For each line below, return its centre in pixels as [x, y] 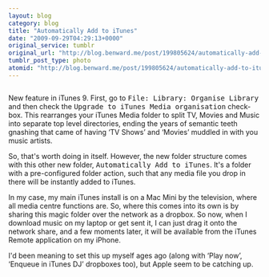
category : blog [34, 23]
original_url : [32, 53]
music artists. [30, 141]
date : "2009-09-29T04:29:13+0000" [66, 38]
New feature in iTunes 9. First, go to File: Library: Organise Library [133, 98]
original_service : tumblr [51, 46]
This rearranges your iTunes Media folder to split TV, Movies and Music [142, 115]
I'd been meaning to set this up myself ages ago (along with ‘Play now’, [125, 255]
